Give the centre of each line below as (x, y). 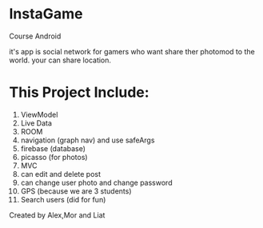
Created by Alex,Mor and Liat (57, 215)
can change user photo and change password (96, 182)
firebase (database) (53, 148)
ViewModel (39, 114)
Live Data (36, 123)
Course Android (35, 36)
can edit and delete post (61, 174)
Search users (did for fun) (63, 199)
